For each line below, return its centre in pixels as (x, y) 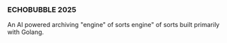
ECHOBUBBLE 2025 (42, 10)
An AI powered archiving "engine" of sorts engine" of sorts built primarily (114, 25)
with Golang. (26, 32)
